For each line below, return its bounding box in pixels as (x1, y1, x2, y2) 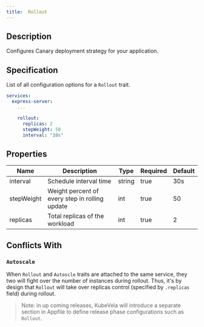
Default (172, 167, 195, 175)
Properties (6, 149, 47, 159)
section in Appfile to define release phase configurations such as (21, 308, 184, 315)
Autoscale (6, 258, 35, 265)
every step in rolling (47, 195, 104, 203)
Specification (6, 65, 58, 75)
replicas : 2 (22, 121, 53, 127)
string (118, 177, 135, 186)
